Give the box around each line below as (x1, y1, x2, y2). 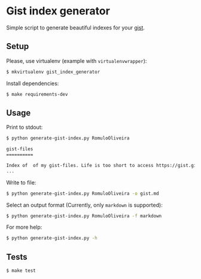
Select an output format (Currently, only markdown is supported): (6, 201, 163, 208)
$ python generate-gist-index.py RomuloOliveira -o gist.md (6, 190, 160, 196)
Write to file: (6, 178, 36, 186)
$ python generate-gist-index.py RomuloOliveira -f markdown (6, 213, 162, 219)
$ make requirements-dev (6, 91, 68, 97)
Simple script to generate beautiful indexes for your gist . (6, 24, 145, 31)
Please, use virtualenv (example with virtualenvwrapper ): (6, 57, 147, 64)
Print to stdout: (6, 124, 43, 131)
